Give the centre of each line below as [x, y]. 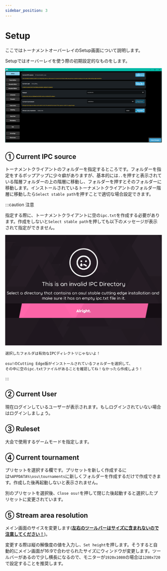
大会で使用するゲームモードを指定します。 [48, 442]
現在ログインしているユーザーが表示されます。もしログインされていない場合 [83, 407]
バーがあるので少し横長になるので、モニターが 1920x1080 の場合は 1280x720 [85, 557]
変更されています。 [46, 499]
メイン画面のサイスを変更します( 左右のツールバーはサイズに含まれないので [82, 528]
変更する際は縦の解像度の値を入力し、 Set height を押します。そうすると [79, 545]
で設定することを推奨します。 [36, 564]
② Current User [31, 394]
